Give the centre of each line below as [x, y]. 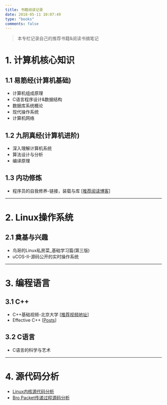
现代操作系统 [25, 112]
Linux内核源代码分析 [33, 391]
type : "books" [20, 19]
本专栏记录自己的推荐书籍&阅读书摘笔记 [58, 38]
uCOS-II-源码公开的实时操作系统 [45, 257]
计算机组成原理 [28, 93]
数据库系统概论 [28, 106]
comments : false [22, 24]
